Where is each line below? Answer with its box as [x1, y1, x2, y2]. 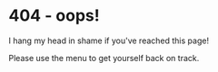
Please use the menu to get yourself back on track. [8, 52, 200, 63]
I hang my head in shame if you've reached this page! [8, 35, 210, 46]
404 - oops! [8, 5, 101, 26]
